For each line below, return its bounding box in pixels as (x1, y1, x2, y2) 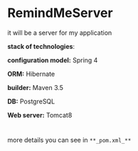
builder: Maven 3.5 (7, 83, 64, 91)
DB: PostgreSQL (7, 97, 55, 106)
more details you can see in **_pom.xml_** (7, 136, 132, 145)
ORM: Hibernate (7, 69, 55, 78)
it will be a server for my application (7, 28, 112, 37)
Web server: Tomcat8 (7, 111, 73, 119)
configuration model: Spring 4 (7, 55, 98, 65)
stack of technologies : (7, 42, 75, 50)
